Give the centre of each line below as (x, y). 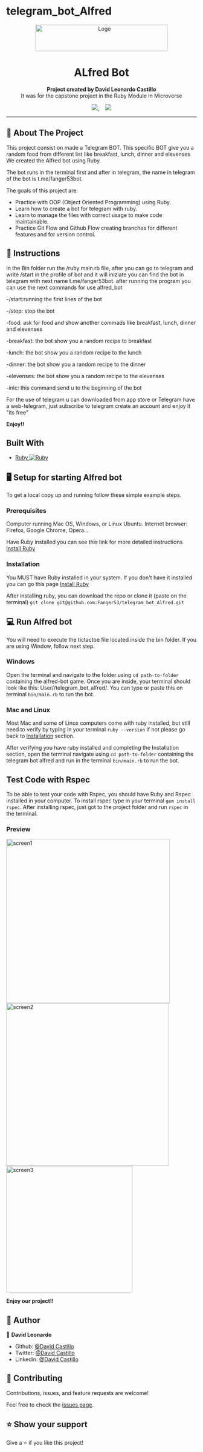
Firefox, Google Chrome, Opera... (47, 530)
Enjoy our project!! (30, 1301)
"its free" (18, 412)
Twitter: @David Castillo (45, 1353)
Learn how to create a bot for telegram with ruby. (76, 208)
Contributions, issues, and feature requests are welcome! (78, 1393)
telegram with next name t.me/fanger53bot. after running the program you (99, 281)
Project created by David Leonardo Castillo (101, 89)
